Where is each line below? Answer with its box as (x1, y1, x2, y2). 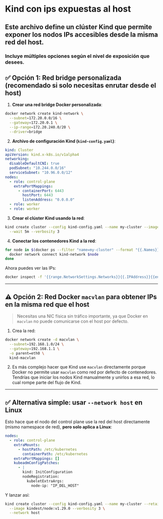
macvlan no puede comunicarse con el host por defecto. (16, 318, 129, 324)
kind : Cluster (5, 148, 34, 152)
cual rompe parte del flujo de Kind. (12, 380, 81, 386)
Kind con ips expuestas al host (5, 3, 131, 15)
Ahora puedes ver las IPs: (5, 265, 57, 271)
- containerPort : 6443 (17, 188, 64, 193)
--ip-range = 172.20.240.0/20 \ (9, 125, 70, 130)
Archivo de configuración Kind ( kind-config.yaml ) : (12, 138, 115, 144)
